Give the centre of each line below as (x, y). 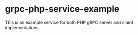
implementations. (23, 27)
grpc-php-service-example (62, 9)
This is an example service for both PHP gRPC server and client (69, 22)
